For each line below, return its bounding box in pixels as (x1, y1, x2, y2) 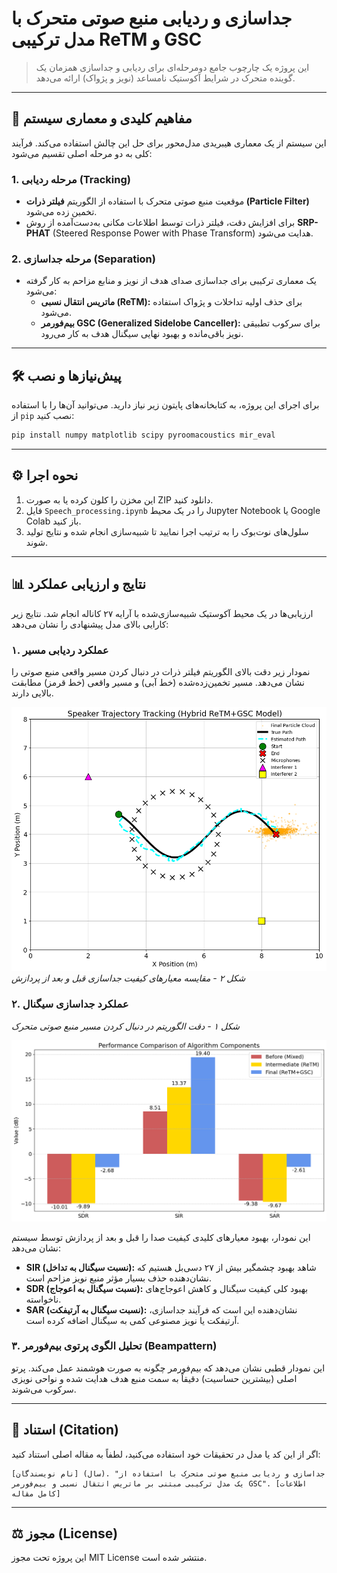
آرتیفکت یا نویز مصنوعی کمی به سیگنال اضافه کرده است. (25, 1314, 240, 1326)
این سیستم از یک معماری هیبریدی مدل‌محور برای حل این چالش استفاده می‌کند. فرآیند (11, 137, 327, 149)
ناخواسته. (25, 1293, 62, 1305)
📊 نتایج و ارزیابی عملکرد (11, 576, 146, 593)
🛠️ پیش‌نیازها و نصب (11, 367, 122, 384)
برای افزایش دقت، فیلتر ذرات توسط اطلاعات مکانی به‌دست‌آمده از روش (25, 217, 296, 229)
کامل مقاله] (11, 1488, 61, 1499)
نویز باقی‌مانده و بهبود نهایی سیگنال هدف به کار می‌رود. (40, 328, 244, 340)
